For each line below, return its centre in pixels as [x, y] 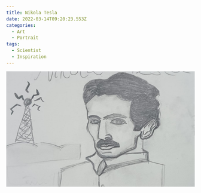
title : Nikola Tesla [32, 13]
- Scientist [27, 51]
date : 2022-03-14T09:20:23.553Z [46, 19]
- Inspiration [29, 57]
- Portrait [25, 38]
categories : [21, 25]
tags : [13, 44]
